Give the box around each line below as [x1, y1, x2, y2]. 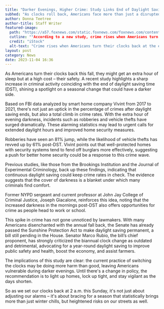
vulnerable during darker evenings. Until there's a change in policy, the [5, 268, 147, 274]
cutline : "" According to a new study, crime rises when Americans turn [9, 35, 159, 40]
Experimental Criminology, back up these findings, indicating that [5, 167, 137, 173]
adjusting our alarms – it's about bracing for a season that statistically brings [5, 293, 159, 299]
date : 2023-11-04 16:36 [5, 57, 54, 62]
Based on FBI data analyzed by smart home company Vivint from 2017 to [5, 101, 151, 107]
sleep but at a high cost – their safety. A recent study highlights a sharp [5, 76, 148, 82]
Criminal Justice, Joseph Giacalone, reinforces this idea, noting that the [5, 197, 149, 203]
